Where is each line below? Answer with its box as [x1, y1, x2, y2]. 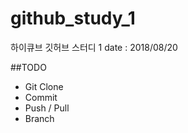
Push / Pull [24, 102, 70, 114]
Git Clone [24, 80, 64, 92]
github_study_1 [10, 7, 136, 30]
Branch [24, 112, 55, 124]
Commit [24, 91, 58, 103]
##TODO [10, 61, 47, 73]
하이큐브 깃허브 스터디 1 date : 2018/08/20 [10, 41, 178, 53]
